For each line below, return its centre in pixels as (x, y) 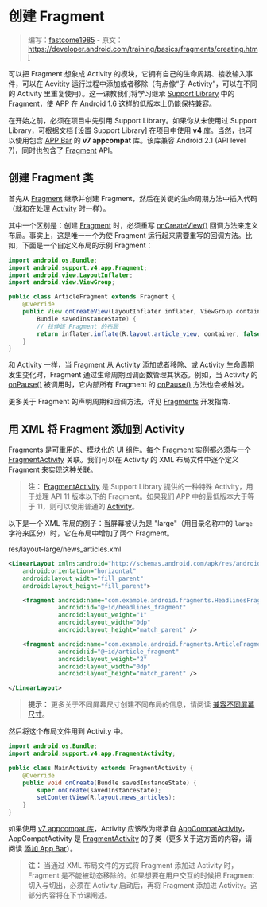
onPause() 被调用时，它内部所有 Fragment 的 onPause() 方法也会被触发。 (128, 385)
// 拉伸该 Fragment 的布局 (78, 326)
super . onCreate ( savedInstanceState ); (99, 790)
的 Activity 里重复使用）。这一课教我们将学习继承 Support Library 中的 (122, 93)
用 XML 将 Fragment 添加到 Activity (97, 429)
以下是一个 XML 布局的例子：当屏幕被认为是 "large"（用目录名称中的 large (130, 524)
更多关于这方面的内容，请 (210, 839)
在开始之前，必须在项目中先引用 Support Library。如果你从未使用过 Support (132, 120)
